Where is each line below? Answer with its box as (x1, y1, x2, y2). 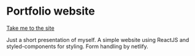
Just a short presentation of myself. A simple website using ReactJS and (6, 36, 189, 43)
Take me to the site (6, 24, 55, 32)
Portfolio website (6, 4, 95, 18)
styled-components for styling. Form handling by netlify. (6, 43, 148, 50)
